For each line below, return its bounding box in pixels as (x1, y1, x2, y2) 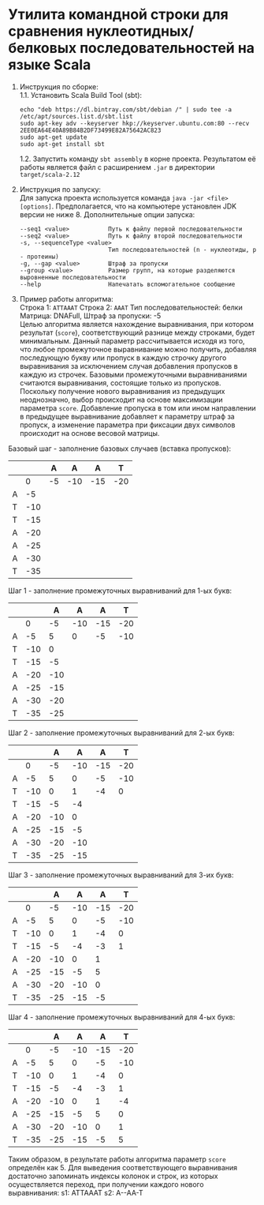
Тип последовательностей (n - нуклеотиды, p (107, 246, 257, 253)
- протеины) (19, 253, 59, 261)
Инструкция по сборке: (19, 81, 99, 92)
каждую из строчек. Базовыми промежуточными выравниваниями (19, 370, 247, 379)
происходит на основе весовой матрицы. (19, 428, 160, 437)
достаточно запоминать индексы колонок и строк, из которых (8, 1171, 218, 1181)
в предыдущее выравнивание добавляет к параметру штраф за (19, 411, 235, 421)
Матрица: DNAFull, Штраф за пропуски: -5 (19, 310, 162, 321)
